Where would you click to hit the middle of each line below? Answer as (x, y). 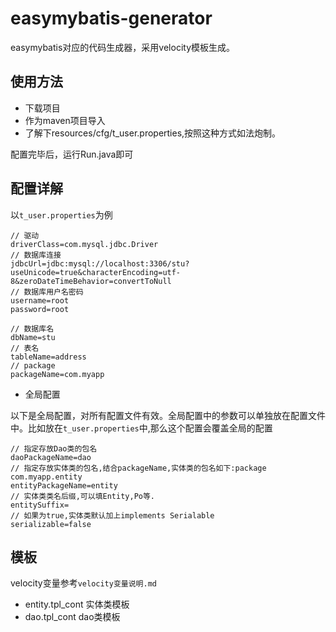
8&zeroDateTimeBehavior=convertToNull (91, 281)
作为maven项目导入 (65, 120)
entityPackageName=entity (64, 485)
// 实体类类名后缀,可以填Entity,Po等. (83, 496)
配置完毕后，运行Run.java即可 (72, 154)
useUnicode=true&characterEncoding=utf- (96, 272)
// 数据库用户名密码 (47, 292)
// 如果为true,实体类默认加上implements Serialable (112, 515)
